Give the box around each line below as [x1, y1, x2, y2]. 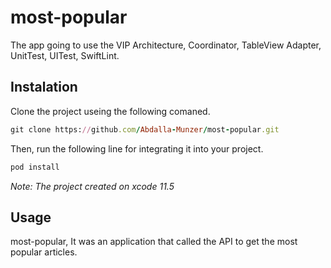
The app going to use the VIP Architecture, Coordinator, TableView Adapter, [10, 39, 322, 51]
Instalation [10, 79, 78, 96]
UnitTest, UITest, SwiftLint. [10, 49, 120, 61]
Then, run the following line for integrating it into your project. [10, 142, 264, 155]
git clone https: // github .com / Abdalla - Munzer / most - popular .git [10, 124, 280, 135]
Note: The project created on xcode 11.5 [10, 180, 175, 192]
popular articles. [10, 246, 78, 258]
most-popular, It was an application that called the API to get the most [10, 236, 298, 248]
